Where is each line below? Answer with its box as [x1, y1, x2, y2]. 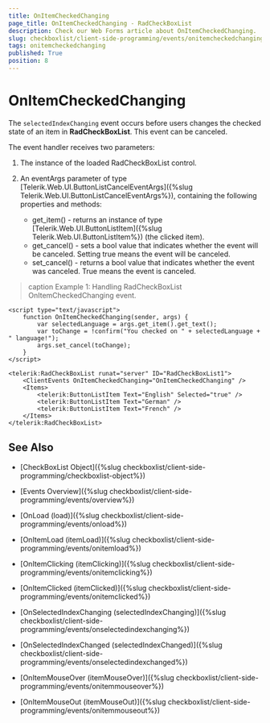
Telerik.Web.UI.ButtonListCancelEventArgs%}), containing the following [19, 190, 257, 200]
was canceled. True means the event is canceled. [31, 266, 197, 276]
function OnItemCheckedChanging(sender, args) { [22, 313, 189, 321]
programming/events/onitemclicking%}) [19, 567, 153, 577]
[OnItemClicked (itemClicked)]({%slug [19, 583, 147, 592]
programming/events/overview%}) [19, 495, 135, 505]
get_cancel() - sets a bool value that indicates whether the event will [31, 240, 259, 250]
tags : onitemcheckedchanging [8, 42, 106, 50]
